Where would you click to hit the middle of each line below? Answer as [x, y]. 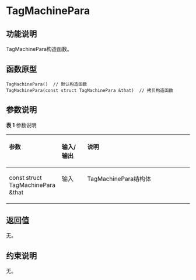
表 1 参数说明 [21, 125]
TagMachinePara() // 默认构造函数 [47, 84]
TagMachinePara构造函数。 [39, 49]
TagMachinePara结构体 [119, 179]
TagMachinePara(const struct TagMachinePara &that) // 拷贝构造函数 [90, 90]
